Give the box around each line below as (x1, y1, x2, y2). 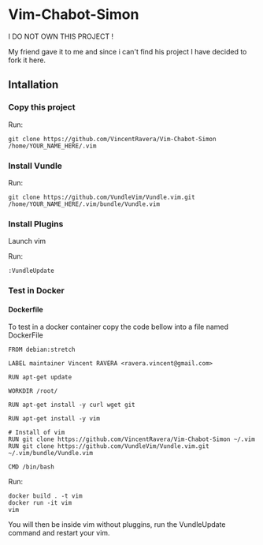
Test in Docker (8, 286, 65, 297)
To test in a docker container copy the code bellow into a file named (8, 322, 229, 332)
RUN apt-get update (8, 373, 72, 382)
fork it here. (8, 55, 46, 65)
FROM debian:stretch (8, 345, 76, 354)
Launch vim (8, 237, 46, 246)
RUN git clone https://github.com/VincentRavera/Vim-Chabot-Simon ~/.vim (8, 435, 256, 443)
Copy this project (8, 102, 76, 113)
